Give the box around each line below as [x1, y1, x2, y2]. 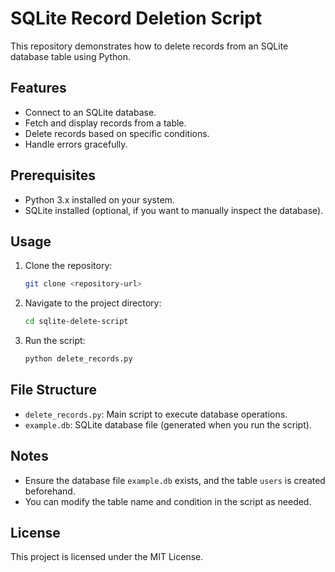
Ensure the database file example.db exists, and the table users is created [24, 474, 326, 486]
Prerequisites [10, 167, 96, 184]
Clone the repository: [24, 260, 113, 272]
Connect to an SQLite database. [24, 106, 157, 118]
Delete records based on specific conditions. [24, 127, 210, 139]
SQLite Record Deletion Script [10, 7, 263, 30]
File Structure [10, 382, 97, 399]
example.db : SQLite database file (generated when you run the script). [24, 418, 312, 431]
